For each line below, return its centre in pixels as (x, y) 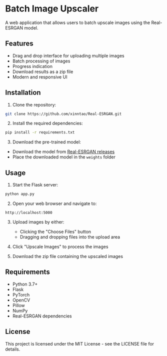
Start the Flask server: (35, 185)
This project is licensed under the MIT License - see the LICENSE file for (79, 343)
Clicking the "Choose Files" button (55, 231)
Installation (23, 93)
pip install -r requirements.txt (40, 132)
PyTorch (21, 294)
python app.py (20, 194)
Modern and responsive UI (40, 77)
